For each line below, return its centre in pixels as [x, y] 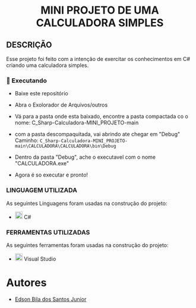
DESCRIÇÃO [29, 45]
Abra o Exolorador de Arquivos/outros [61, 105]
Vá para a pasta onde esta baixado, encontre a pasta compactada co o [101, 117]
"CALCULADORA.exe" [42, 163]
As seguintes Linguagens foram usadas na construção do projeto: [87, 203]
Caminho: [26, 140]
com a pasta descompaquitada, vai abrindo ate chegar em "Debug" [97, 134]
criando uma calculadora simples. [48, 65]
